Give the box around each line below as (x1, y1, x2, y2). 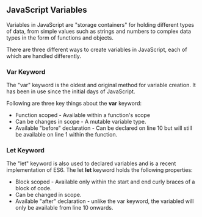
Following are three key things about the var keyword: (6, 100, 142, 107)
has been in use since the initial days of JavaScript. (6, 88, 135, 95)
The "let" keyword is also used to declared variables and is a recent (6, 160, 176, 167)
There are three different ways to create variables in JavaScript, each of (6, 46, 187, 53)
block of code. (15, 185, 52, 192)
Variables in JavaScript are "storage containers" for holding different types (6, 21, 194, 28)
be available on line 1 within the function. (15, 131, 118, 138)
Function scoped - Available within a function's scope (15, 112, 151, 119)
